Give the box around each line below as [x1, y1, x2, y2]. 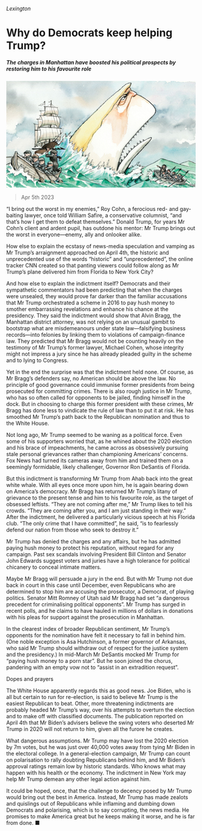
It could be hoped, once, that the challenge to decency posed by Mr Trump [6, 787, 192, 795]
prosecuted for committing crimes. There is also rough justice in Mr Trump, [6, 387, 192, 395]
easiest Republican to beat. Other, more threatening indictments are [6, 700, 174, 707]
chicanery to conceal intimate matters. [6, 563, 102, 571]
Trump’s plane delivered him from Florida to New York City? [6, 268, 154, 275]
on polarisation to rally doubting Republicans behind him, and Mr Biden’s [6, 756, 186, 764]
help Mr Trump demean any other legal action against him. [6, 776, 151, 783]
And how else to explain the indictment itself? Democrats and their [6, 280, 171, 287]
